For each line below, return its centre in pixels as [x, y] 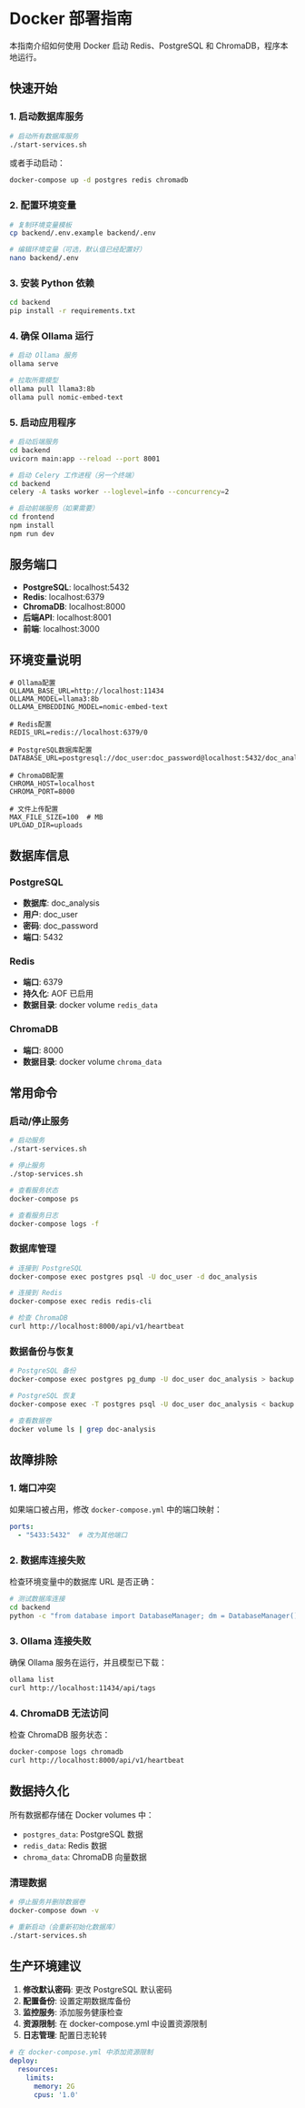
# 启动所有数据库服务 [44, 136]
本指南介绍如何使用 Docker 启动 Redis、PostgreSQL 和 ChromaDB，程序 [145, 46]
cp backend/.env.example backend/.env [83, 233]
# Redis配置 [30, 725]
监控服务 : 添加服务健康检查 [73, 2012]
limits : [40, 2078]
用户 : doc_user [50, 915]
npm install [32, 526]
